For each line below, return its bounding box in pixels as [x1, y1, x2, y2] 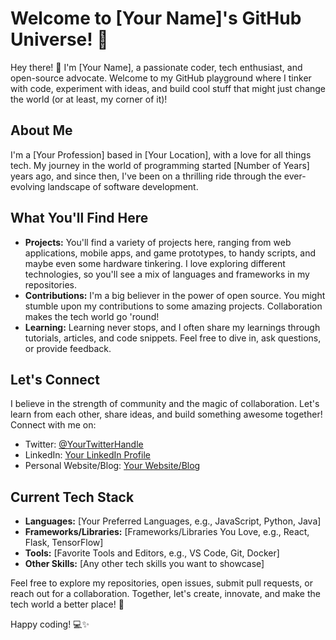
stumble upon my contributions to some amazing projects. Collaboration [24, 300, 323, 312]
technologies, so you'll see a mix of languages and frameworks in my [24, 268, 310, 280]
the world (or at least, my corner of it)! [10, 93, 168, 105]
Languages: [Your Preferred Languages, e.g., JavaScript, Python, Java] [24, 515, 322, 527]
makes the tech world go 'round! [24, 310, 160, 322]
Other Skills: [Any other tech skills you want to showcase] [24, 558, 265, 570]
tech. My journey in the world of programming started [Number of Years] [10, 159, 310, 171]
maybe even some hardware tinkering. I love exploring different [24, 257, 286, 269]
